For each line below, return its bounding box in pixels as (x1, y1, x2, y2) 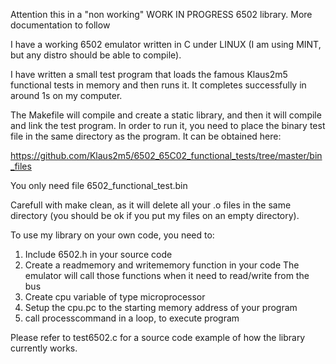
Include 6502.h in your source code (24, 249, 173, 260)
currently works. (10, 342, 78, 354)
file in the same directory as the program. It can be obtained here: (10, 130, 282, 142)
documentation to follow (10, 19, 111, 31)
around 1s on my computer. (10, 90, 123, 101)
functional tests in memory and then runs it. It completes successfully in (10, 79, 307, 91)
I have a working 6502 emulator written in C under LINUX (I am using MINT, (10, 39, 322, 50)
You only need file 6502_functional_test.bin (10, 180, 188, 191)
